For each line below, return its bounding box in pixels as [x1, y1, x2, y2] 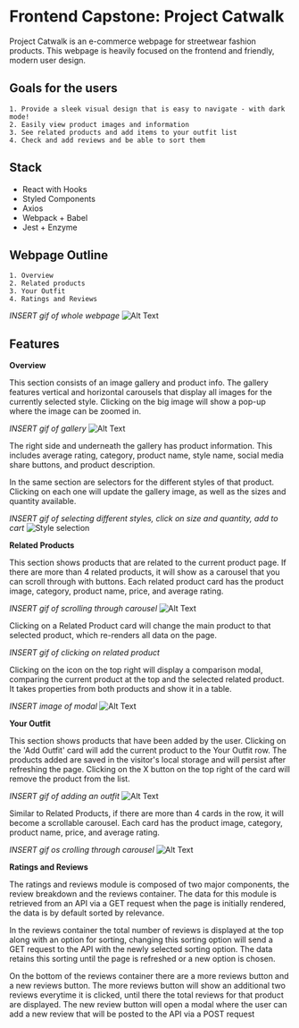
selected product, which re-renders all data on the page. [9, 630, 217, 641]
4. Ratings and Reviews [9, 295, 98, 304]
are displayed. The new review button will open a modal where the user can [9, 999, 287, 1010]
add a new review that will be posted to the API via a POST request [9, 1008, 255, 1020]
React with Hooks [21, 183, 87, 194]
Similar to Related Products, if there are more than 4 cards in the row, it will [9, 808, 284, 819]
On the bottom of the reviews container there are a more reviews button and [9, 971, 289, 982]
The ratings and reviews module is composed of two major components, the [9, 879, 290, 890]
